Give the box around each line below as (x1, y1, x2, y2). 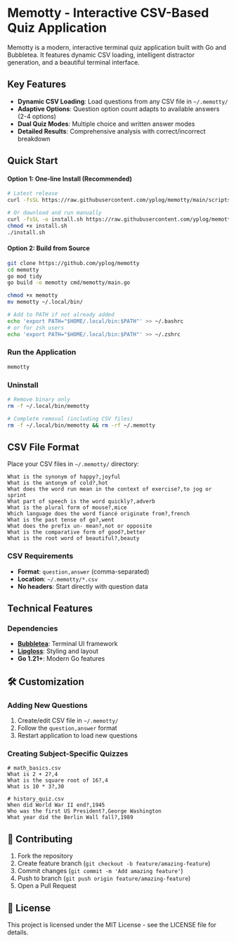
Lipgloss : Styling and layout (17, 647, 99, 655)
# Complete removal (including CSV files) (7, 415, 133, 422)
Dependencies (7, 624, 58, 633)
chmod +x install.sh (7, 222, 68, 229)
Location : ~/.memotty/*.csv (17, 574, 98, 583)
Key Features (7, 79, 67, 91)
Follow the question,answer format (17, 724, 117, 732)
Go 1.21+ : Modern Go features (17, 654, 105, 663)
